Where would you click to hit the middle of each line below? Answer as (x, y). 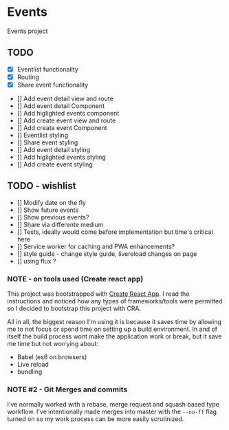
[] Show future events (48, 210)
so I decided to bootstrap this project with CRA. (74, 309)
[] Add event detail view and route (65, 98)
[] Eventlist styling (43, 135)
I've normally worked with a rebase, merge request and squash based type (113, 405)
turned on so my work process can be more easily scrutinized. (96, 419)
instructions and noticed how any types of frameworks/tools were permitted (115, 301)
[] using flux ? (36, 261)
